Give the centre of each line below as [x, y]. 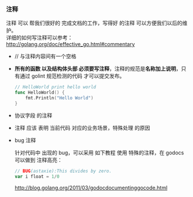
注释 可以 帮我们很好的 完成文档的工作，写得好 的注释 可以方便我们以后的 [94, 23]
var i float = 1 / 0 [37, 177]
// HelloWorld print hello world [55, 87]
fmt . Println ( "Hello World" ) [59, 98]
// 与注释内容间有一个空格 [45, 56]
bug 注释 [25, 140]
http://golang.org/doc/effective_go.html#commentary [70, 44]
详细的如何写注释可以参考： [39, 38]
